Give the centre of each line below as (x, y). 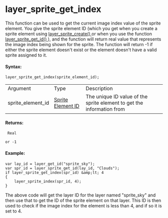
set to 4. (14, 211)
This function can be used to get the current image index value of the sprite (83, 23)
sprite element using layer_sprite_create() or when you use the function (79, 34)
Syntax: (13, 67)
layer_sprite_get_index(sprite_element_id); (52, 77)
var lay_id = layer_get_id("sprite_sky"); (50, 164)
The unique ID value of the (117, 97)
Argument (19, 89)
